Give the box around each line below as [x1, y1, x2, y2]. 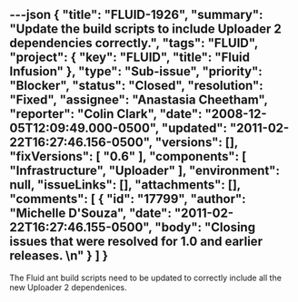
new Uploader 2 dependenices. [9, 281, 127, 293]
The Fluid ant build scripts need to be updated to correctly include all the [9, 272, 282, 283]
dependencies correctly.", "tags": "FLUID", [9, 35, 259, 51]
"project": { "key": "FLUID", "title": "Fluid [9, 50, 250, 65]
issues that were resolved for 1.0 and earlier [9, 234, 263, 249]
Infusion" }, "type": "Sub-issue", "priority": [9, 63, 263, 80]
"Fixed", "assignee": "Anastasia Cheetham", [9, 93, 268, 108]
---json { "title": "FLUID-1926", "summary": [9, 7, 263, 23]
